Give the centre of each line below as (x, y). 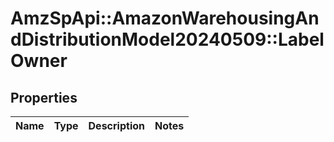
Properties (44, 97)
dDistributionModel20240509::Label (167, 39)
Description (116, 125)
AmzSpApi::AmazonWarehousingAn (165, 18)
